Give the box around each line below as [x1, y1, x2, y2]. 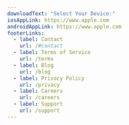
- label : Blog [13, 62, 54, 69]
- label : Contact [13, 36, 63, 43]
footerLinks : [7, 29, 45, 37]
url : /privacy [19, 81, 60, 88]
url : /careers [19, 94, 60, 101]
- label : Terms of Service [13, 49, 91, 56]
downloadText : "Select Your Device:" [7, 10, 116, 17]
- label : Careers [13, 87, 63, 94]
